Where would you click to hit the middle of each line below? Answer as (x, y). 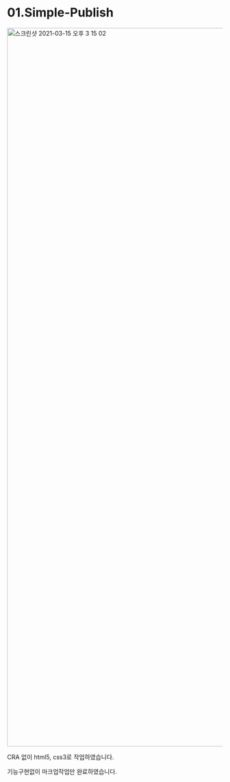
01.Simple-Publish (61, 13)
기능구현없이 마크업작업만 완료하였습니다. (62, 771)
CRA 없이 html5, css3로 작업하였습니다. (61, 757)
